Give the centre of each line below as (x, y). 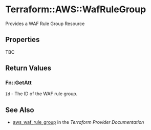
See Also (20, 110)
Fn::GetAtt (18, 83)
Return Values (28, 68)
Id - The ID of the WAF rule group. (41, 94)
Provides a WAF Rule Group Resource (45, 24)
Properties (23, 40)
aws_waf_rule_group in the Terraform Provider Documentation (78, 122)
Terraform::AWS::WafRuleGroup (76, 9)
